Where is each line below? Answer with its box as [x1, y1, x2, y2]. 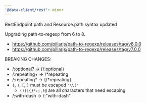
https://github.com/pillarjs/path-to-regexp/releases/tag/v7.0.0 [12, 46, 141, 52]
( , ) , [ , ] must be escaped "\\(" [12, 82, 79, 88]
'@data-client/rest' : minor [5, 7, 64, 13]
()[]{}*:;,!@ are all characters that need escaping [19, 87, 126, 93]
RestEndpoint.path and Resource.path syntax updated [5, 21, 117, 27]
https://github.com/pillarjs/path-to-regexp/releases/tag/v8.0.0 [12, 41, 142, 47]
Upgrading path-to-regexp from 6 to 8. [5, 31, 85, 37]
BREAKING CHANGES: [5, 56, 52, 62]
